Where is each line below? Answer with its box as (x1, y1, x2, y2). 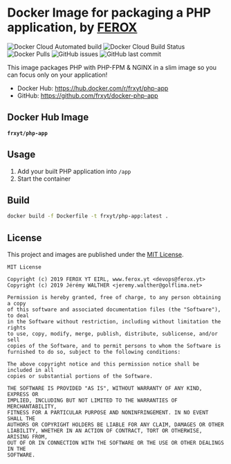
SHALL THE (7, 416, 36, 422)
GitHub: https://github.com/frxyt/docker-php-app (17, 91, 158, 100)
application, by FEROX (7, 19, 138, 35)
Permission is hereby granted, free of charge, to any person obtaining (7, 294, 221, 301)
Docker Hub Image (7, 111, 89, 123)
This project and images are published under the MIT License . (7, 251, 185, 259)
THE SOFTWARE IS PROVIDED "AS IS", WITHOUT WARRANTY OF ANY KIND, (7, 385, 203, 392)
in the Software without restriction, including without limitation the (7, 319, 221, 325)
